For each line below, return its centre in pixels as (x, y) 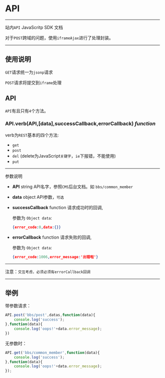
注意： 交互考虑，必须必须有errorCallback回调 (48, 271)
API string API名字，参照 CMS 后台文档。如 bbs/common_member (73, 187)
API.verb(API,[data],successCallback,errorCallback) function (80, 124)
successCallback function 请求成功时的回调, (57, 207)
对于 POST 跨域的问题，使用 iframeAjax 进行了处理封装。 (59, 38)
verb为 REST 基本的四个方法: (32, 135)
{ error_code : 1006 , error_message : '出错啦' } (55, 257)
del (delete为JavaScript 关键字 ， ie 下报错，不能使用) (64, 156)
